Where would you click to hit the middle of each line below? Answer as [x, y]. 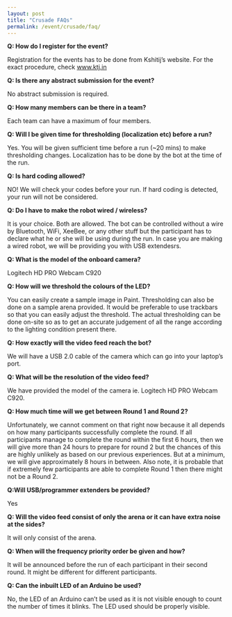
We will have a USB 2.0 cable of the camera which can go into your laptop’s [115, 356]
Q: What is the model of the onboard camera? [74, 260]
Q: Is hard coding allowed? [46, 176]
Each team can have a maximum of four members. [79, 121]
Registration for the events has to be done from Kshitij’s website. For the [110, 60]
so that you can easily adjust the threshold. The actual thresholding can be [114, 315]
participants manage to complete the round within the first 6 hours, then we [115, 440]
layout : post [26, 14]
